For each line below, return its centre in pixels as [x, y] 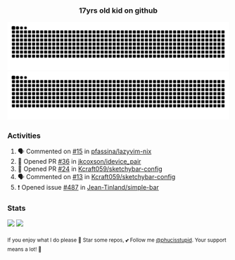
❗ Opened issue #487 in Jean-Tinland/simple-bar [88, 188]
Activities [24, 136]
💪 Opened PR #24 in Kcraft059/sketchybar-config [90, 169]
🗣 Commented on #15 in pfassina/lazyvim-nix [84, 151]
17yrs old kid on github [118, 11]
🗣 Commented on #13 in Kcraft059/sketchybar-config [96, 177]
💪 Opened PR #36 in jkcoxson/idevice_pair [79, 162]
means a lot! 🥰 [25, 249]
